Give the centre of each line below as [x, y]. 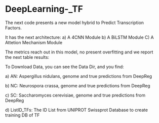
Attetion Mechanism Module [34, 42]
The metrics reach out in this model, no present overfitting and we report [79, 52]
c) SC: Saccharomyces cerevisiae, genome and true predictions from [75, 95]
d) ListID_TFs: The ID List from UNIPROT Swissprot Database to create [77, 110]
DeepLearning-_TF [44, 9]
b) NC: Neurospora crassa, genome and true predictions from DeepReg [78, 86]
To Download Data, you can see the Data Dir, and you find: [65, 67]
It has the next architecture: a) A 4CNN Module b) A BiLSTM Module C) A [79, 37]
